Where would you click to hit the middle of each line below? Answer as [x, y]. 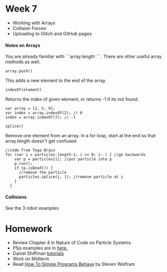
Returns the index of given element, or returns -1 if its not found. [72, 99]
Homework [29, 229]
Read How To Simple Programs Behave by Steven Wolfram [74, 264]
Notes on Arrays [23, 45]
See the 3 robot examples [32, 208]
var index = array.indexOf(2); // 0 [44, 113]
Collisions [16, 197]
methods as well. [23, 62]
